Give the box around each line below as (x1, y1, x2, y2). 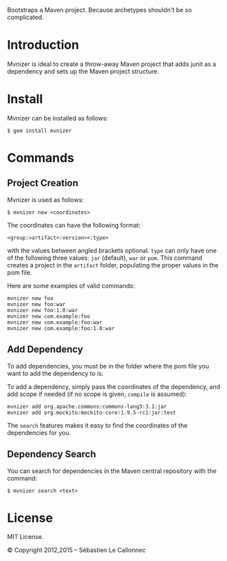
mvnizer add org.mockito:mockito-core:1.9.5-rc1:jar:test (7, 409, 176, 416)
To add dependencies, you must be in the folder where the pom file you (7, 362, 209, 370)
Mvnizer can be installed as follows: (7, 113, 108, 122)
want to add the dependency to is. (7, 369, 104, 377)
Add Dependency (7, 344, 84, 355)
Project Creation (7, 177, 79, 189)
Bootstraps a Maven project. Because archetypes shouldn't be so (7, 6, 192, 14)
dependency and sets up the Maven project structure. (7, 67, 159, 75)
